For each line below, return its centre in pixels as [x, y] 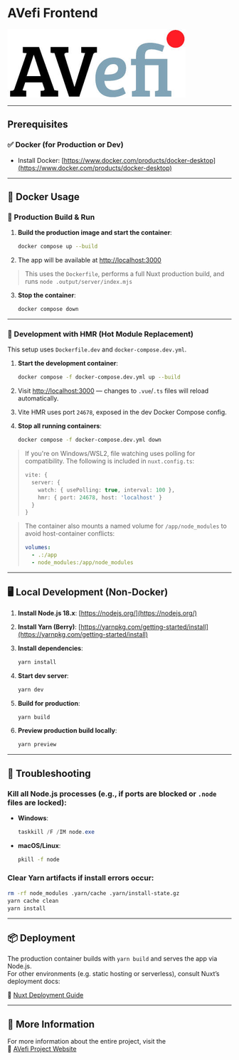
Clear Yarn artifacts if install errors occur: [81, 878]
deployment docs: [34, 981]
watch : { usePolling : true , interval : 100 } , [107, 490]
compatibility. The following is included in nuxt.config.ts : [110, 461]
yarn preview [37, 745]
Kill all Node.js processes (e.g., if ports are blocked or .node [112, 793]
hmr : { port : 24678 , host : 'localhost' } [100, 497]
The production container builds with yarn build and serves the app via [112, 959]
